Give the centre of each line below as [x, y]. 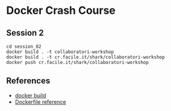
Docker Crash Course [61, 11]
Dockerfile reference [40, 102]
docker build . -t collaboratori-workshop [60, 52]
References [28, 81]
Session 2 [25, 33]
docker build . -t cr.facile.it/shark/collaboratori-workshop [85, 57]
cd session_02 [24, 46]
